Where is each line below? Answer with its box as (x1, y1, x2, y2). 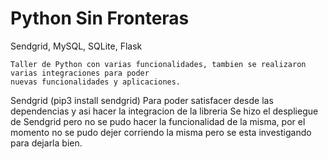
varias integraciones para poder (10, 68, 150, 78)
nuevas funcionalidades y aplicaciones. (10, 77, 182, 87)
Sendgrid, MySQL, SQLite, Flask (10, 40, 143, 52)
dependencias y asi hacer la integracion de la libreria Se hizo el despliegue (10, 105, 319, 117)
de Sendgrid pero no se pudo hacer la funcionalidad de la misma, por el (10, 115, 306, 127)
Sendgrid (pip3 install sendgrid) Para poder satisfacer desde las (10, 94, 274, 106)
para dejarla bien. (10, 137, 83, 149)
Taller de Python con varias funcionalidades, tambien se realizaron (10, 59, 307, 69)
